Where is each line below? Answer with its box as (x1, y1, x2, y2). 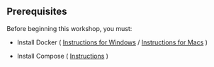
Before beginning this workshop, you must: (6, 24, 133, 32)
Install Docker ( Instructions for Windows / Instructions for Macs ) (16, 38, 208, 47)
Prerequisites (6, 6, 67, 18)
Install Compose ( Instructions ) (16, 51, 109, 60)
